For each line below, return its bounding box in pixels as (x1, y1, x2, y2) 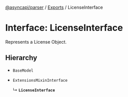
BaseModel (12, 68, 34, 73)
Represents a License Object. (5, 39, 67, 45)
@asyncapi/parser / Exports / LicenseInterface (5, 5, 103, 10)
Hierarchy (5, 53, 38, 62)
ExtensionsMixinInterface (12, 78, 68, 83)
